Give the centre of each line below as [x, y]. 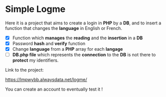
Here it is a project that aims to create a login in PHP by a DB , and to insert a [83, 23]
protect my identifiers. [35, 60]
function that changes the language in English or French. [64, 28]
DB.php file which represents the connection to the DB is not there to [84, 55]
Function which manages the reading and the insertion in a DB [78, 38]
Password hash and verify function [49, 44]
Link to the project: [24, 70]
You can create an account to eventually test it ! [54, 89]
